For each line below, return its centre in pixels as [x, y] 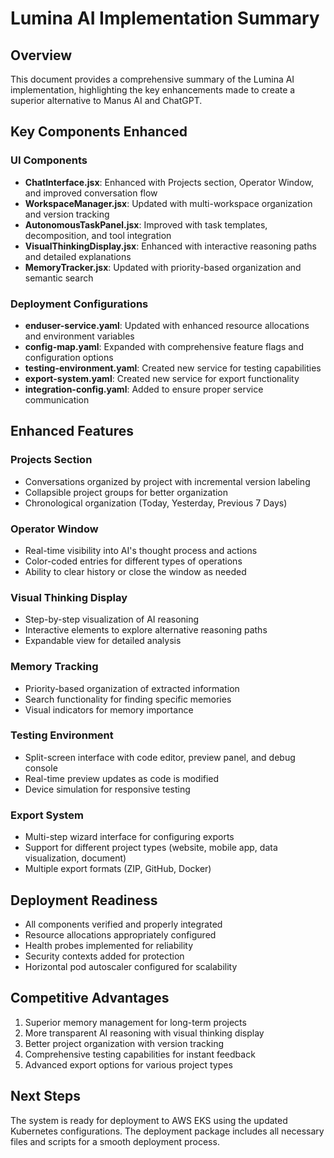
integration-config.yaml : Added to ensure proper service [144, 389]
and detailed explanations [78, 256]
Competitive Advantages [90, 998]
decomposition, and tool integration [98, 235]
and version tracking [67, 214]
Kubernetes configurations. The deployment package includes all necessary [167, 1131]
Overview [41, 55]
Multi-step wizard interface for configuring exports [129, 837]
